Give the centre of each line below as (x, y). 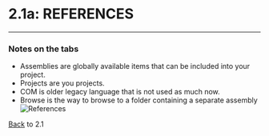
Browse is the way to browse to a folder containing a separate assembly (139, 100)
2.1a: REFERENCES (71, 14)
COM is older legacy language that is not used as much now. (120, 92)
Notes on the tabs (44, 49)
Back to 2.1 (26, 124)
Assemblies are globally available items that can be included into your (135, 66)
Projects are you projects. (62, 83)
